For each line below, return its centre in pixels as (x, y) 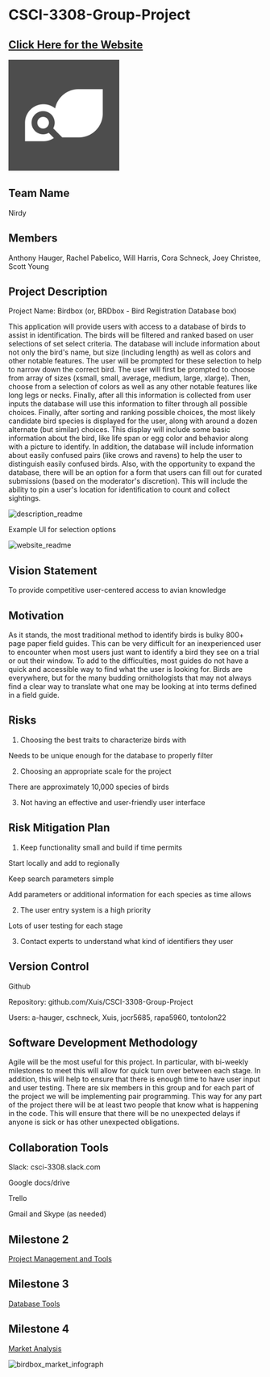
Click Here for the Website (76, 45)
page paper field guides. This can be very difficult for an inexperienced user (135, 644)
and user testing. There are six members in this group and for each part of (131, 1088)
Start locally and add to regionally (64, 863)
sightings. (25, 498)
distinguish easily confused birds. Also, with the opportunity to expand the (132, 464)
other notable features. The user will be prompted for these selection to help (135, 361)
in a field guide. (34, 695)
